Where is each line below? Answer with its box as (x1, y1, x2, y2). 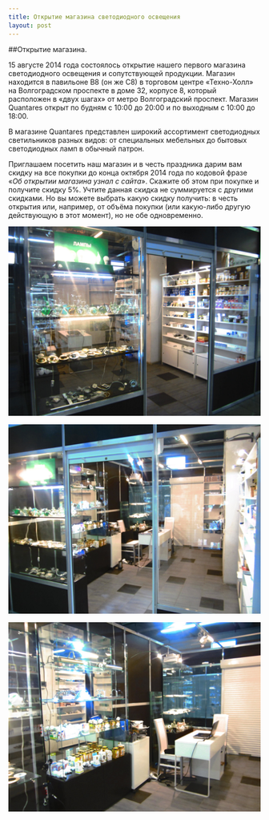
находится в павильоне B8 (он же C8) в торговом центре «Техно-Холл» (8, 77, 254, 87)
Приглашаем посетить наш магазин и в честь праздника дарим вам (8, 159, 243, 168)
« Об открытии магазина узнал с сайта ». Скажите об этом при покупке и (8, 176, 259, 186)
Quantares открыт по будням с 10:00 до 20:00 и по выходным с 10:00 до (8, 103, 255, 112)
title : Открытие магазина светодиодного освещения (8, 13, 181, 21)
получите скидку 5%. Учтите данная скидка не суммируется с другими (8, 184, 254, 194)
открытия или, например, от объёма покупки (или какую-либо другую (8, 201, 251, 212)
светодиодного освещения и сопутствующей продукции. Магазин (8, 68, 235, 78)
